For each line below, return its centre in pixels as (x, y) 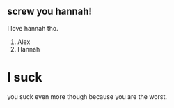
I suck (25, 77)
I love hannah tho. (33, 28)
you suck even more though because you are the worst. (87, 96)
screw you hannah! (50, 11)
